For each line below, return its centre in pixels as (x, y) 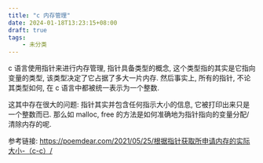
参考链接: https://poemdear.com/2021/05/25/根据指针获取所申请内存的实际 (129, 141)
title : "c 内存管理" (39, 15)
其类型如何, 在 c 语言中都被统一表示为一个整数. (84, 88)
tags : (17, 37)
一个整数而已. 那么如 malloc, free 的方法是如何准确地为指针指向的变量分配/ (129, 114)
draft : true (27, 30)
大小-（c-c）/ (30, 151)
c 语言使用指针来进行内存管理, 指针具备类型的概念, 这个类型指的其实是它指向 (132, 69)
